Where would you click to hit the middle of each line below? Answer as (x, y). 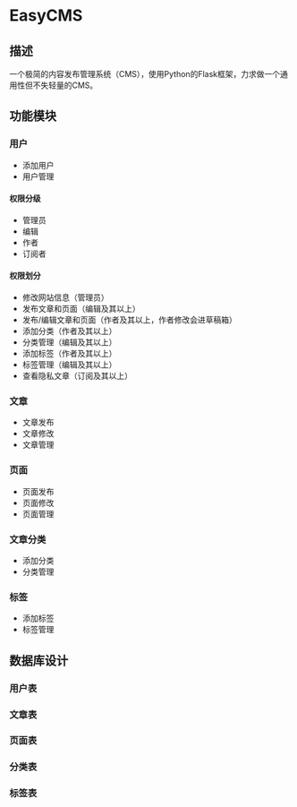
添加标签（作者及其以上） (69, 354)
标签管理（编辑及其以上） (69, 365)
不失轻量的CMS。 (65, 85)
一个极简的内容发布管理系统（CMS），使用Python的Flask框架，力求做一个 (144, 74)
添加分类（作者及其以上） (69, 331)
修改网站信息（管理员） (65, 297)
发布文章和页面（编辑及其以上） (81, 309)
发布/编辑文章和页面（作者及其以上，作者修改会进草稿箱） (129, 320)
